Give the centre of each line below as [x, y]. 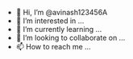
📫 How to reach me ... [53, 47]
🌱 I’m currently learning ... [59, 29]
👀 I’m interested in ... [50, 21]
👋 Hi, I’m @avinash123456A [62, 12]
